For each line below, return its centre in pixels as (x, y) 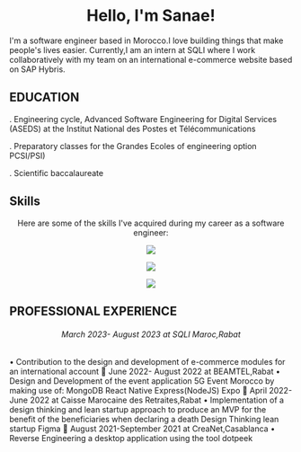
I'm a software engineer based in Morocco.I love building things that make (146, 40)
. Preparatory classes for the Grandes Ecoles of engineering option (133, 146)
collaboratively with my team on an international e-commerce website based (151, 59)
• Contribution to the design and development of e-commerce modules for (147, 362)
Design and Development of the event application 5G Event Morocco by (142, 381)
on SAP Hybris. (37, 69)
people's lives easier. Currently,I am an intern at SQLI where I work (133, 49)
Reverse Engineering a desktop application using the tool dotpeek (131, 439)
